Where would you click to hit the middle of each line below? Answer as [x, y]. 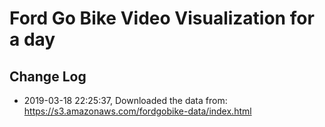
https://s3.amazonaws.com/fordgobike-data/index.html [137, 111]
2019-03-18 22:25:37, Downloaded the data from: [125, 100]
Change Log [48, 76]
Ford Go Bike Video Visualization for [162, 18]
